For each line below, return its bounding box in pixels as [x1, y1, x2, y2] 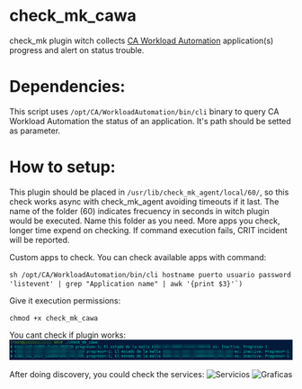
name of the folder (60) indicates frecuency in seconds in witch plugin [9, 205, 270, 216]
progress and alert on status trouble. [9, 44, 145, 55]
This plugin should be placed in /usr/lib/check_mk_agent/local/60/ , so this [9, 186, 289, 197]
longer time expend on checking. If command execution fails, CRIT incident [9, 224, 288, 235]
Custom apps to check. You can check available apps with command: [9, 251, 267, 262]
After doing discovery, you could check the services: [9, 368, 205, 379]
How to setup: [9, 157, 116, 177]
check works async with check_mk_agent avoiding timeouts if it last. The [9, 195, 280, 207]
